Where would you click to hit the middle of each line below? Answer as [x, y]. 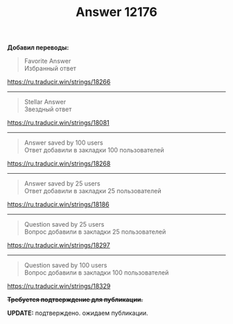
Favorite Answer [48, 61]
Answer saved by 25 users [62, 184]
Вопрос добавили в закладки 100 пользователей [96, 273]
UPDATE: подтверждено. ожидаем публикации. [78, 313]
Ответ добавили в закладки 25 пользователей [93, 191]
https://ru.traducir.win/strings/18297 [59, 245]
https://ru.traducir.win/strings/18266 [59, 82]
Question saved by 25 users [64, 225]
